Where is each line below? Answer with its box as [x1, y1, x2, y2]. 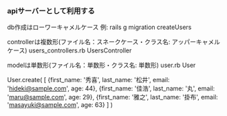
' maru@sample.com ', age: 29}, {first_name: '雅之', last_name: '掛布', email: [7, 93, 218, 101]
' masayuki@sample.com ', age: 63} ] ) [7, 101, 113, 109]
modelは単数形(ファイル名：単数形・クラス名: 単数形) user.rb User [7, 61, 196, 70]
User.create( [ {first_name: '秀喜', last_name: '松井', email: [7, 76, 170, 84]
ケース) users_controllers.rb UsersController [7, 46, 132, 55]
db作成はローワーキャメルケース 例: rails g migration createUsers [7, 23, 192, 32]
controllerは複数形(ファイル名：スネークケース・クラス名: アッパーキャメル [7, 38, 220, 46]
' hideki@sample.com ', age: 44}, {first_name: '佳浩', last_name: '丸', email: [7, 84, 215, 93]
